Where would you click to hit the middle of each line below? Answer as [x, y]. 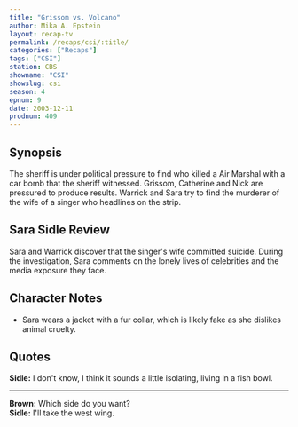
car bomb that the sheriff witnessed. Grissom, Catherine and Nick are [136, 183]
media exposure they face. [58, 270]
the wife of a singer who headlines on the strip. [95, 202]
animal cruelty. [49, 328]
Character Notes [56, 298]
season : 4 [27, 91]
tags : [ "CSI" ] [35, 59]
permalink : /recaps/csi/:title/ [69, 42]
